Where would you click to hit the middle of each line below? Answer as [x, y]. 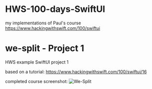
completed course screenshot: [37, 81]
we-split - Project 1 [45, 48]
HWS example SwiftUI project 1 [37, 62]
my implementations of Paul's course [43, 23]
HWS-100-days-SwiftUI [55, 9]
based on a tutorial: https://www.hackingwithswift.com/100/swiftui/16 [76, 72]
